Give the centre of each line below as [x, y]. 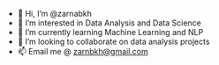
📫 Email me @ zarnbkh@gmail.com [83, 51]
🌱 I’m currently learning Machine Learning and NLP [110, 32]
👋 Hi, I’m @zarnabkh [55, 14]
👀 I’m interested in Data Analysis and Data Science [109, 23]
